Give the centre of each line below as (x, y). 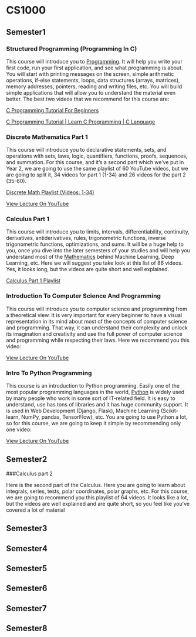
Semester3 (27, 528)
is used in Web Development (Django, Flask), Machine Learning (83, 411)
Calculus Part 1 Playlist (33, 281)
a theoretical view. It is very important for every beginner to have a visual (94, 315)
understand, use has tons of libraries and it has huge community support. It (97, 405)
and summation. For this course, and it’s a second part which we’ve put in (95, 162)
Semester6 (27, 588)
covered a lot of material (36, 510)
